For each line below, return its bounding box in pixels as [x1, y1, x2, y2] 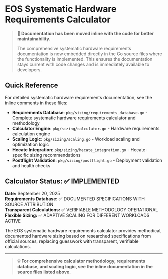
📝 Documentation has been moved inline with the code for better [17, 30, 154, 36]
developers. [17, 66, 42, 73]
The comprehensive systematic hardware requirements [17, 45, 131, 51]
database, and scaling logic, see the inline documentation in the [17, 263, 153, 269]
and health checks [12, 162, 51, 168]
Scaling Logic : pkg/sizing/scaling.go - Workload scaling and [12, 136, 140, 142]
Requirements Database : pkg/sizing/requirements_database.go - [12, 109, 148, 115]
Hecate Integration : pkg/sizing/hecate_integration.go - [12, 146, 130, 153]
